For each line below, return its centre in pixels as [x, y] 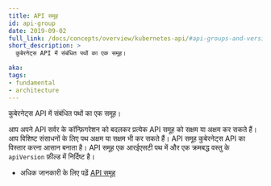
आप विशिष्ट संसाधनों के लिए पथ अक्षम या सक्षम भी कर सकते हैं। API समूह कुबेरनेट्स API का [127, 138]
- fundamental [32, 83]
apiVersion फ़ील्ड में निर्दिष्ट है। [52, 156]
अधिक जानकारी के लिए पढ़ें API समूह [68, 172]
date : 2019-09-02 [38, 31]
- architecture [34, 90]
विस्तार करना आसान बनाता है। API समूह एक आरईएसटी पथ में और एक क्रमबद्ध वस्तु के [119, 147]
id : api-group [32, 23]
